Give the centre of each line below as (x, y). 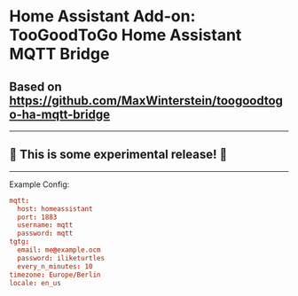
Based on (35, 86)
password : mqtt (45, 234)
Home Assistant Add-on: (102, 16)
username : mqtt (45, 225)
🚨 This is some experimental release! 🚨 (118, 155)
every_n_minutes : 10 (55, 266)
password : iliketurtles (61, 258)
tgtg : (19, 242)
